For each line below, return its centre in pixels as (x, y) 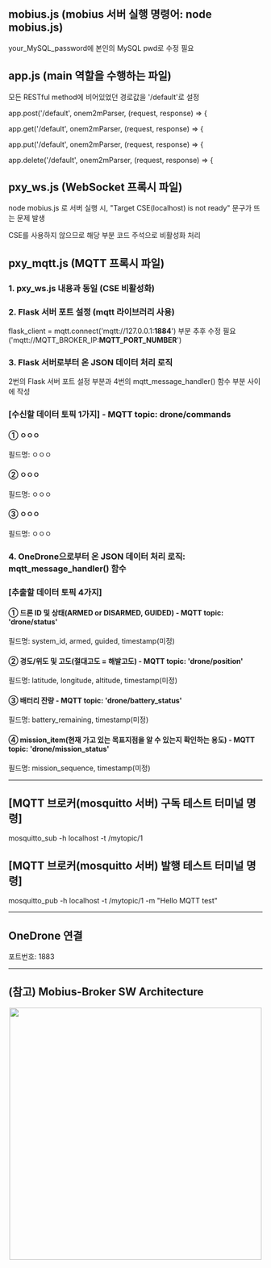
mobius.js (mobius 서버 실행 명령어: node (110, 15)
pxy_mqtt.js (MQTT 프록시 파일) (87, 263)
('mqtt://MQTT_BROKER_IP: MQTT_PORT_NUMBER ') (95, 340)
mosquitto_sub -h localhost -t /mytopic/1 (76, 838)
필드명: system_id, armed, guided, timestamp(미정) (92, 640)
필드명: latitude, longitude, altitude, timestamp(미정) (93, 681)
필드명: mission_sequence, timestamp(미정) (79, 768)
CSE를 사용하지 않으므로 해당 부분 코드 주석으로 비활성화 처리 (105, 236)
